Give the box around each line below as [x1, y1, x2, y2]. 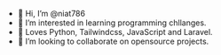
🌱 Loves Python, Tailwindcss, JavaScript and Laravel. [17, 27, 213, 37]
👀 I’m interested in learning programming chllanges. [17, 17, 207, 28]
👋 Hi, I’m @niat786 [17, 9, 86, 18]
